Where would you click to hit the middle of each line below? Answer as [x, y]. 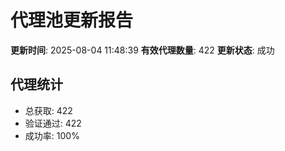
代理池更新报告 [72, 20]
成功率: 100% [52, 135]
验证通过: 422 [53, 123]
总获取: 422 [48, 110]
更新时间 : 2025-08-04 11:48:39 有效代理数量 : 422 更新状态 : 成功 [142, 50]
